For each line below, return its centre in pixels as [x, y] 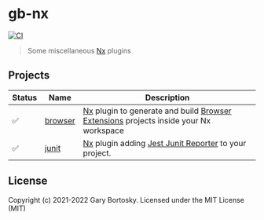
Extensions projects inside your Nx [147, 120]
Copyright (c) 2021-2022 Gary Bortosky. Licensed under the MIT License [126, 200]
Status [25, 97]
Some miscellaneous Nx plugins [79, 50]
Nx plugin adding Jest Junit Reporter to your [165, 143]
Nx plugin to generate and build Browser [157, 111]
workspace [103, 130]
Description [167, 97]
